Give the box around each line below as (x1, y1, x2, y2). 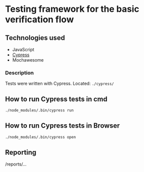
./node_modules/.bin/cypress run (5, 108, 74, 113)
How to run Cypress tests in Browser (5, 122, 120, 130)
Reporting (5, 148, 36, 157)
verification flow (5, 14, 74, 25)
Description (5, 69, 34, 76)
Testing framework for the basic (5, 3, 140, 15)
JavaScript (12, 47, 35, 52)
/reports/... (5, 161, 27, 167)
